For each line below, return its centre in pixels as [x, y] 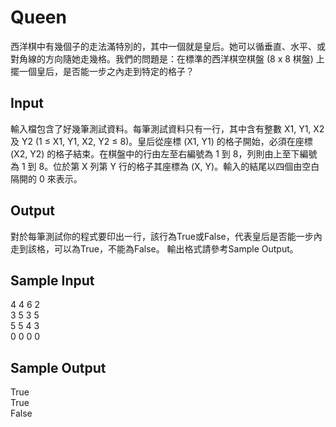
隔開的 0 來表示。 [46, 178]
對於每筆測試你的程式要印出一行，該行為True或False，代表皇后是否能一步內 [166, 236]
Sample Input [52, 280]
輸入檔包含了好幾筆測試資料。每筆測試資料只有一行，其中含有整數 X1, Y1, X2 [167, 128]
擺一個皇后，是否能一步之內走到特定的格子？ [102, 71]
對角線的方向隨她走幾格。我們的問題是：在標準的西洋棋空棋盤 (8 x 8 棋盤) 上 [167, 58]
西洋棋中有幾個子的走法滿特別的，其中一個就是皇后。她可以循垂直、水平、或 [168, 46]
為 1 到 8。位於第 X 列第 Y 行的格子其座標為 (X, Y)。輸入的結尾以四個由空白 [165, 166]
